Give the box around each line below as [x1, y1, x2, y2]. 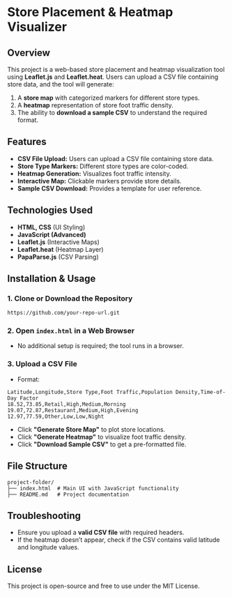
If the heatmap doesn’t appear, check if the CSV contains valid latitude [17, 536, 220, 544]
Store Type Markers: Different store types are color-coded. [17, 162, 189, 170]
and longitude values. [17, 543, 79, 552]
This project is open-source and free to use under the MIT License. [7, 582, 200, 590]
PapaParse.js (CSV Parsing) [17, 252, 99, 261]
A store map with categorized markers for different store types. [17, 93, 200, 102]
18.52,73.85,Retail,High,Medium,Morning [7, 400, 127, 408]
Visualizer [7, 19, 68, 35]
